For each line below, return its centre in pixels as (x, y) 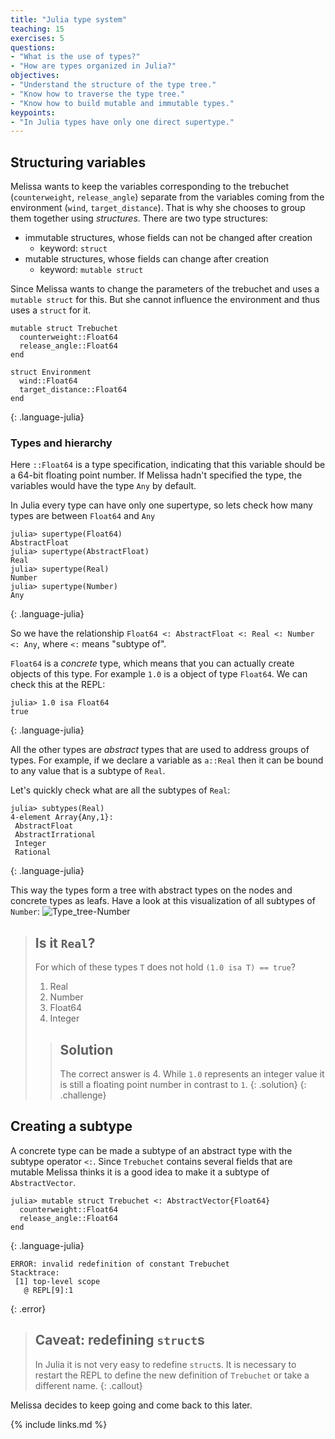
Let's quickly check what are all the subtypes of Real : (120, 790)
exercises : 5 (37, 38)
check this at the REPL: (58, 685)
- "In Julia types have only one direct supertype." (122, 122)
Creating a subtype (71, 1126)
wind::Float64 (48, 381)
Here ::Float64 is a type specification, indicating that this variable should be (168, 465)
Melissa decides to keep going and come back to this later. (131, 1405)
